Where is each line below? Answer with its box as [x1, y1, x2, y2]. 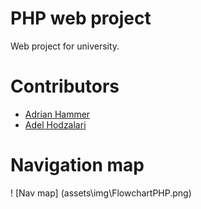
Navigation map [10, 154, 145, 177]
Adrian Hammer [24, 108, 91, 120]
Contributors [10, 75, 120, 98]
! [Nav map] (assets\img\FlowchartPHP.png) [10, 187, 192, 199]
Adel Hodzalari [24, 118, 87, 131]
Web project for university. [10, 40, 120, 52]
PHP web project [10, 7, 152, 30]
